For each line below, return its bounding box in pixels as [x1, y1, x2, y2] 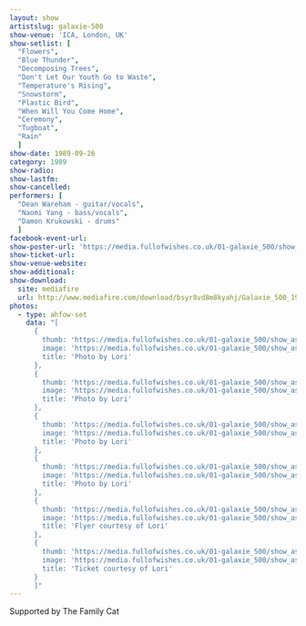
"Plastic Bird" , [17, 97, 79, 108]
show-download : [9, 276, 67, 285]
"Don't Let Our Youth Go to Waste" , [17, 73, 157, 82]
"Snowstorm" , [17, 89, 67, 98]
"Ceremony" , [17, 115, 64, 124]
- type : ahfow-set [17, 310, 88, 319]
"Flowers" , [17, 47, 59, 56]
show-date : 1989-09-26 [9, 149, 96, 158]
